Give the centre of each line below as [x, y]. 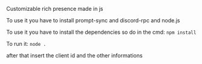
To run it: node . [26, 44]
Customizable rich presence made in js [55, 9]
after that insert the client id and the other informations [75, 56]
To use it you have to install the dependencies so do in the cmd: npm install [101, 32]
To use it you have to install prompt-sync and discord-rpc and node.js [93, 20]
